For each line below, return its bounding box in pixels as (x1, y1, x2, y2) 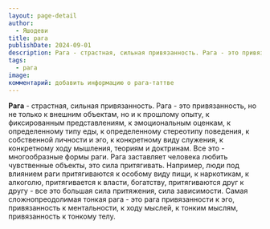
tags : (8, 57, 27, 65)
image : (8, 71, 31, 79)
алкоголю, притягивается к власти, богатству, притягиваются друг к (8, 177, 244, 187)
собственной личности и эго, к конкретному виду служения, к (8, 135, 223, 144)
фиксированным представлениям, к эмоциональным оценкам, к (8, 118, 231, 127)
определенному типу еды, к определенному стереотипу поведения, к (8, 126, 250, 136)
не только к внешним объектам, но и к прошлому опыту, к (8, 109, 211, 119)
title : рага (8, 34, 48, 42)
